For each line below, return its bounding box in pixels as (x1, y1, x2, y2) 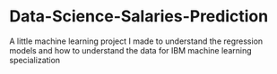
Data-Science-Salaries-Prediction (9, 6, 269, 27)
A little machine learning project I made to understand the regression (9, 36, 264, 46)
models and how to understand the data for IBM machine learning (9, 45, 253, 55)
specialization (9, 54, 61, 65)
